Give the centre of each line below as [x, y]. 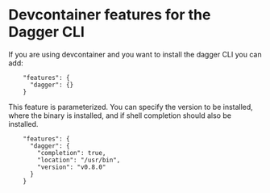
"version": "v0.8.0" [72, 167]
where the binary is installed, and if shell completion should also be [120, 115]
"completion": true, [72, 153]
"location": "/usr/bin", [79, 160]
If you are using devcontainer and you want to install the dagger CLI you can [135, 54]
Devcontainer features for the [110, 15]
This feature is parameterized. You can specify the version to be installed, [131, 107]
